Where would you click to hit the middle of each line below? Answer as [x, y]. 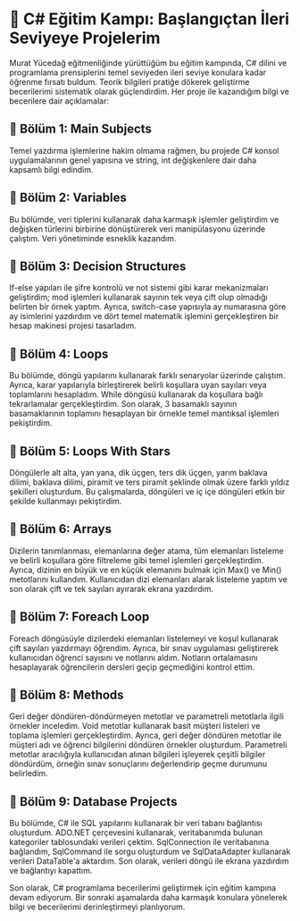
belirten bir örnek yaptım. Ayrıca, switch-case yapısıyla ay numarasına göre [148, 307]
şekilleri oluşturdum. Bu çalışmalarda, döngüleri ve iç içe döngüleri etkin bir [147, 491]
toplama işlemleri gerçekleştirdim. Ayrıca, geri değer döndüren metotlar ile [146, 735]
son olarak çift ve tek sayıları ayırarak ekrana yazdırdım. [112, 588]
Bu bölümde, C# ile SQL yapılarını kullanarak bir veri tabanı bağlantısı [136, 824]
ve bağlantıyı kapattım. [51, 871]
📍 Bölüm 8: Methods [67, 695]
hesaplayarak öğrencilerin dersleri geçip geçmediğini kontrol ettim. [132, 667]
